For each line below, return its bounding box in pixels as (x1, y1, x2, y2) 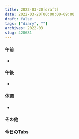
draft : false (5, 16, 32, 21)
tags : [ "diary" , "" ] (5, 21, 48, 26)
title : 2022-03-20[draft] (5, 7, 59, 12)
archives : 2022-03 (5, 26, 43, 31)
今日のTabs (5, 129, 29, 135)
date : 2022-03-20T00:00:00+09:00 (5, 12, 75, 17)
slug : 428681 (5, 30, 32, 35)
